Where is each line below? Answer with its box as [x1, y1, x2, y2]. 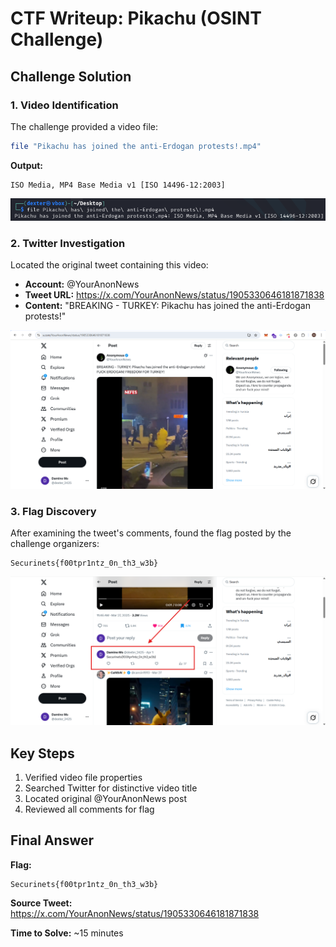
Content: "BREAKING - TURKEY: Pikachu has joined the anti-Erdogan [24, 300, 311, 312]
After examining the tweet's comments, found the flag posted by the [10, 527, 292, 539]
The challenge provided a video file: [10, 120, 158, 132]
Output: [10, 159, 43, 171]
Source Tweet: [10, 897, 73, 909]
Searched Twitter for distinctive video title [24, 782, 198, 794]
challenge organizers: [10, 538, 100, 550]
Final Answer [10, 832, 95, 849]
